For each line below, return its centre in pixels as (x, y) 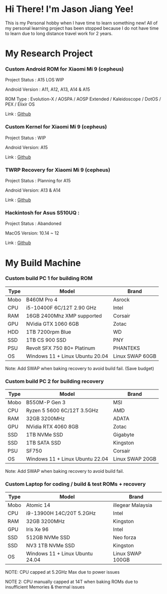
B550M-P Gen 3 (46, 402)
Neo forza (125, 537)
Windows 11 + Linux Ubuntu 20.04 (67, 356)
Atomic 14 (38, 505)
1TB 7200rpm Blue (48, 332)
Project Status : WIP (26, 138)
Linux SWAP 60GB (135, 356)
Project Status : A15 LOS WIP (35, 80)
